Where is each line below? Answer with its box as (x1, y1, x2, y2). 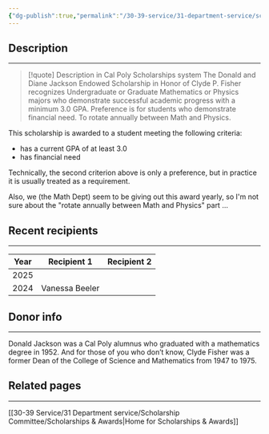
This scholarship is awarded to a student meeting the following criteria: (8, 128, 243, 138)
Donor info (8, 310, 62, 323)
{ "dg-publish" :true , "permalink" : (8, 11, 120, 20)
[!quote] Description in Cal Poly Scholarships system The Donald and (27, 70, 256, 80)
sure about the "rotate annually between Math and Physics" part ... (8, 201, 228, 210)
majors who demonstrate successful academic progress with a (27, 95, 236, 105)
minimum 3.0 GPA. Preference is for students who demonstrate (27, 104, 236, 114)
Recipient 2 (107, 256, 152, 267)
